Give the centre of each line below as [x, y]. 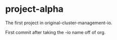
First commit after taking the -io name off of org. [55, 32]
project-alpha [35, 9]
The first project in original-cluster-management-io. [59, 23]
